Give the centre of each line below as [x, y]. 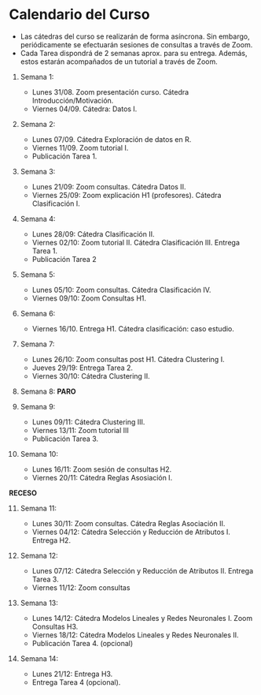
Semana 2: [38, 124]
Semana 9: [38, 406]
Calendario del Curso [79, 15]
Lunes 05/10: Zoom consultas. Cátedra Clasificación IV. [121, 290]
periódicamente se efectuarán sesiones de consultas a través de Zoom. [136, 44]
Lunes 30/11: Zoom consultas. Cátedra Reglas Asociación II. [129, 523]
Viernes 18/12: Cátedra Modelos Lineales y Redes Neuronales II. [135, 635]
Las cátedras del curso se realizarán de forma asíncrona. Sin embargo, [135, 36]
